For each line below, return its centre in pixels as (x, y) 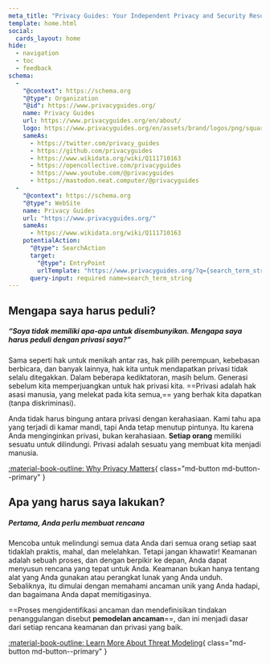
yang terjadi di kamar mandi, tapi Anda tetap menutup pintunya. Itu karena (131, 427)
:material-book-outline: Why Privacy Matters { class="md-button (115, 468)
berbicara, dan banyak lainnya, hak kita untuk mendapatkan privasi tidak (128, 368)
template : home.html (43, 23)
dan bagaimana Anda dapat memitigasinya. (80, 594)
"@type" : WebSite (52, 203)
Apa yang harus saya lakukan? (87, 502)
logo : (32, 128)
